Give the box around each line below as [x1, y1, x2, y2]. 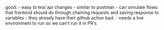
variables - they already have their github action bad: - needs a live [5, 15, 144, 20]
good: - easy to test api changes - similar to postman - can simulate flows [5, 4, 158, 10]
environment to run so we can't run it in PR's [5, 20, 97, 26]
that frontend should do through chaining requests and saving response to [5, 9, 159, 15]
